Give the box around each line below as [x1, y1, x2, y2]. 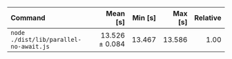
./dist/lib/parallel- [10, 36, 81, 43]
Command [10, 13, 46, 23]
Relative [194, 13, 222, 23]
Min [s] [132, 13, 157, 23]
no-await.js [10, 43, 50, 50]
